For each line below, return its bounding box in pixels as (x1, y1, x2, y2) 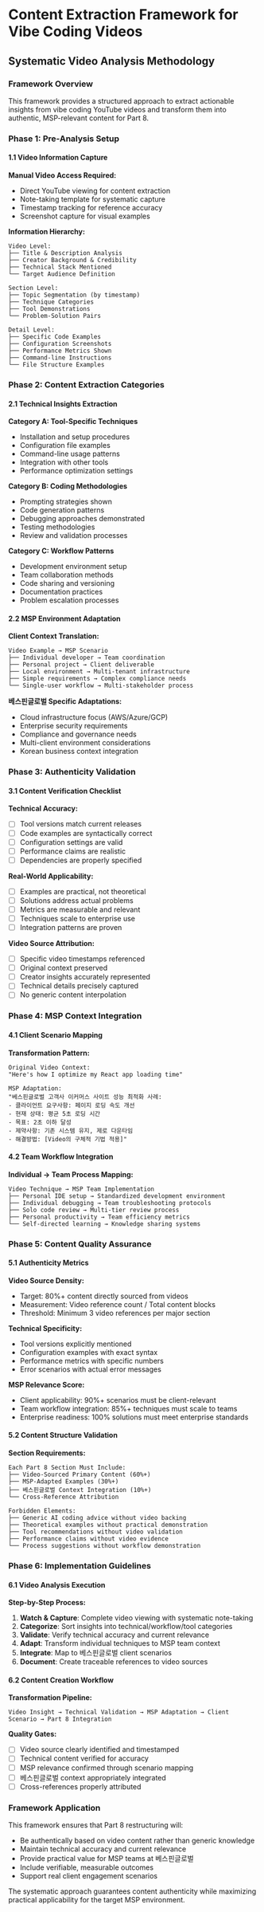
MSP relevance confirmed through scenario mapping (19, 1763, 194, 1773)
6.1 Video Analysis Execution (8, 1580, 106, 1589)
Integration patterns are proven (19, 923, 122, 932)
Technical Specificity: (8, 1323, 83, 1333)
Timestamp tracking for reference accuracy (19, 203, 163, 212)
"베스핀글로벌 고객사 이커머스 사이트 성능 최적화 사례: (8, 1093, 162, 1101)
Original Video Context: (8, 1063, 91, 1071)
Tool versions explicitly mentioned (19, 1339, 132, 1349)
